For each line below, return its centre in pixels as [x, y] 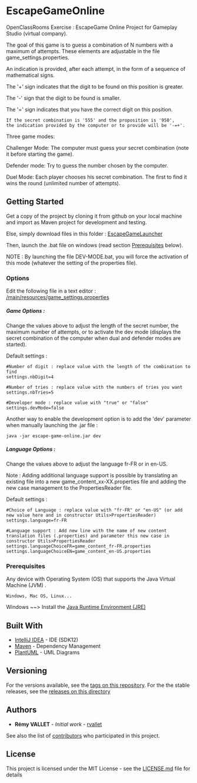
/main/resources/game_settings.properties [58, 297]
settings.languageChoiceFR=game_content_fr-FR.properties [79, 546]
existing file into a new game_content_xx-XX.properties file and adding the [96, 481]
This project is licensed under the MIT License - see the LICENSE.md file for [98, 768]
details [14, 775]
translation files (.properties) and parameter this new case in [88, 536]
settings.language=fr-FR [36, 520]
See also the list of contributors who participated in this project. [83, 735]
